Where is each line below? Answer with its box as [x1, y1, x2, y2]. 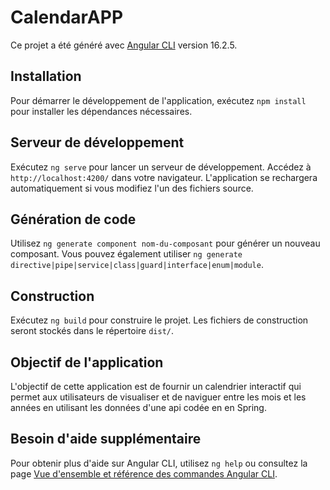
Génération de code [10, 211, 137, 228]
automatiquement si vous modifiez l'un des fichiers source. [10, 182, 254, 194]
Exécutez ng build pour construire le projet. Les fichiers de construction [10, 314, 309, 326]
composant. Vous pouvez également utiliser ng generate [10, 248, 243, 260]
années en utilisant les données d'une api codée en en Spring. [10, 402, 267, 413]
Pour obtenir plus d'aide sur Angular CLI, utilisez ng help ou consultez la [10, 457, 308, 469]
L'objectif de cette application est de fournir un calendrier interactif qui [10, 381, 302, 392]
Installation [10, 68, 82, 85]
